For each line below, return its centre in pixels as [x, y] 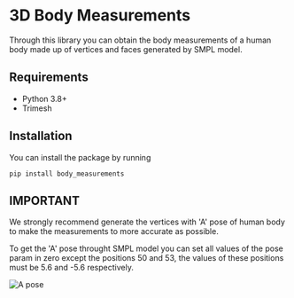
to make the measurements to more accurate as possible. [114, 231]
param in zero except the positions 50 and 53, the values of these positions [147, 258]
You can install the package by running [80, 157]
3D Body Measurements [100, 16]
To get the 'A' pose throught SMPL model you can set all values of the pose [146, 248]
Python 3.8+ [45, 98]
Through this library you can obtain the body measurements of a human [140, 40]
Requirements [49, 78]
